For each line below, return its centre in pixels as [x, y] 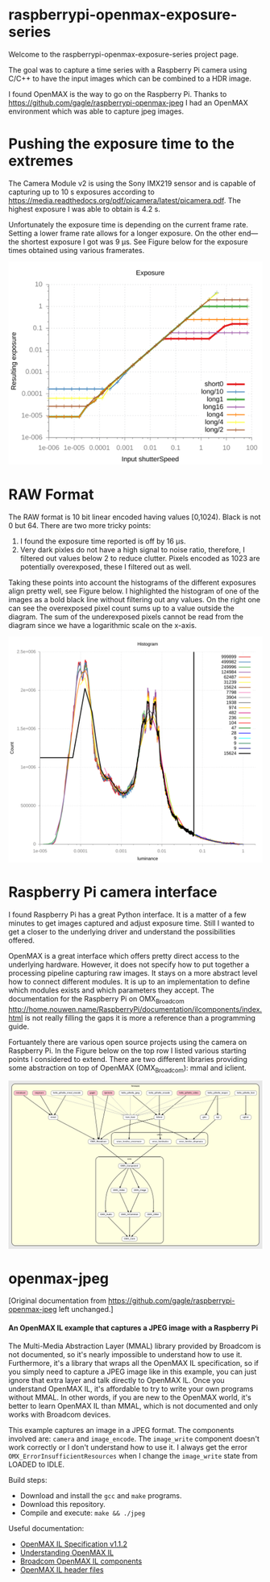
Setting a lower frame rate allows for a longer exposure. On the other [123, 233]
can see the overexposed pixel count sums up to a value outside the [122, 608]
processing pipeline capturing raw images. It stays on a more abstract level [133, 972]
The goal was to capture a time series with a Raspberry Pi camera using [128, 69]
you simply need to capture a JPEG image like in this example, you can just [133, 1372]
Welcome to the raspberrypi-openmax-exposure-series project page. [124, 54]
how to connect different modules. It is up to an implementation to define [129, 981]
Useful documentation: [46, 1528]
